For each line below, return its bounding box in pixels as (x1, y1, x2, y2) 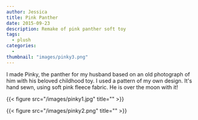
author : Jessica (6, 8, 47, 15)
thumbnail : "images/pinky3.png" (6, 54, 88, 60)
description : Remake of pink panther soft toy (6, 25, 126, 32)
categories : (6, 43, 36, 49)
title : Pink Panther (6, 15, 59, 21)
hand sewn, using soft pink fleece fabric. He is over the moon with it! (6, 83, 178, 91)
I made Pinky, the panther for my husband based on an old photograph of (6, 70, 190, 78)
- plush (12, 37, 32, 43)
